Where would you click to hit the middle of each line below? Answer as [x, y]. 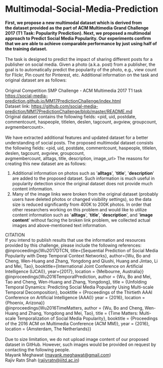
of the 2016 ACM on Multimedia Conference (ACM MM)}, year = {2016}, [78, 323]
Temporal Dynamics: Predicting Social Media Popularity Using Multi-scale [79, 287]
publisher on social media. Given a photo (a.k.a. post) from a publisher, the [80, 64]
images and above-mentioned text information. [59, 225]
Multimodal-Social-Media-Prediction [82, 9]
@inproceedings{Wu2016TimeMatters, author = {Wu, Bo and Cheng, [74, 308]
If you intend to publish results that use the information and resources [75, 240]
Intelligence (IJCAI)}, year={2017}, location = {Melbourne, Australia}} [74, 271]
